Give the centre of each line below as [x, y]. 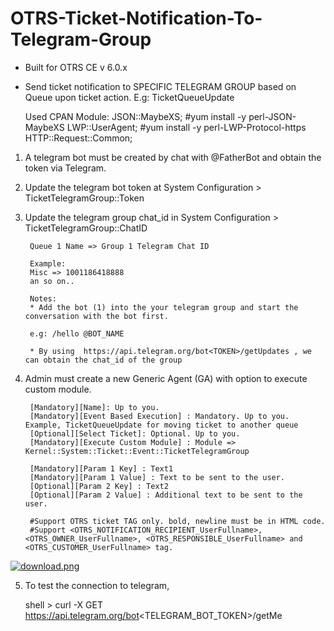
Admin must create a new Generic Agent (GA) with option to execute [166, 378]
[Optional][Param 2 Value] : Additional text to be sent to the [166, 495]
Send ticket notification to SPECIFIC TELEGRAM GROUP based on [160, 86]
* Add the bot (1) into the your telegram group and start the [164, 307]
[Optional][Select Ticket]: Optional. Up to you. [135, 433]
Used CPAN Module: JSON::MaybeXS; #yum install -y [135, 116]
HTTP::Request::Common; [78, 138]
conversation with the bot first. [96, 316]
